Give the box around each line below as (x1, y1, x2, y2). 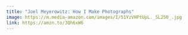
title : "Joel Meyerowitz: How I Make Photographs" (6, 8, 134, 15)
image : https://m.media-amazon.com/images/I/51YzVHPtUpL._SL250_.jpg (6, 14, 183, 20)
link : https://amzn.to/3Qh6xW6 (6, 20, 84, 26)
